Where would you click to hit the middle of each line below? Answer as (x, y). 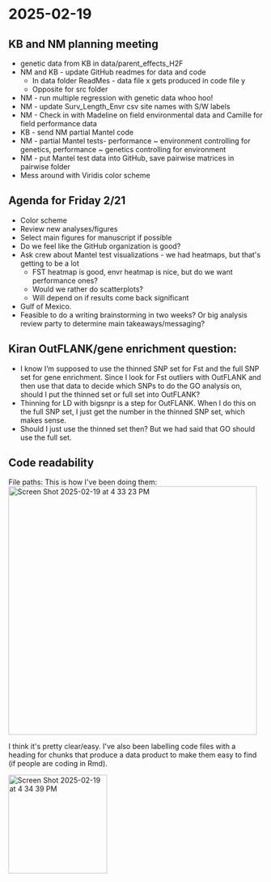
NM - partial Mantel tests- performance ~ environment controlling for (135, 141)
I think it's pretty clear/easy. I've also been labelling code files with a (122, 747)
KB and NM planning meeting (84, 44)
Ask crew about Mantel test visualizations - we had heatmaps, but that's (140, 254)
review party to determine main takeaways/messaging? (112, 323)
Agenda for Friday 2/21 (67, 200)
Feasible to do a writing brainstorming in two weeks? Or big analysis (134, 315)
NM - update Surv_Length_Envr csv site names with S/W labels (125, 107)
